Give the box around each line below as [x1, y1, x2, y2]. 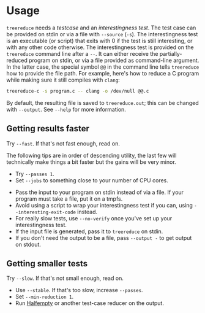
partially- [159, 50, 182, 57]
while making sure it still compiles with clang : [6, 76, 121, 83]
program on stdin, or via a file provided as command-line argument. [28, 56, 199, 64]
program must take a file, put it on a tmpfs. [15, 195, 123, 203]
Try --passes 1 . [15, 170, 54, 177]
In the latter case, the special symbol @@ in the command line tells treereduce [6, 63, 199, 71]
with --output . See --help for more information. [6, 106, 127, 113]
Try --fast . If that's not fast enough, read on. [6, 139, 121, 147]
